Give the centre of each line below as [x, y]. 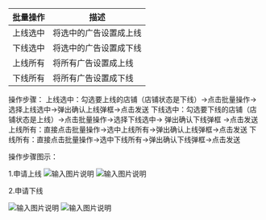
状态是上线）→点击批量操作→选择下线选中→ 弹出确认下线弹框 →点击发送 [137, 119]
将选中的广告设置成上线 [98, 33]
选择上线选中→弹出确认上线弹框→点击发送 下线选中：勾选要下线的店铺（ [129, 109]
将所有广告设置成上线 [94, 63]
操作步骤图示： [33, 157]
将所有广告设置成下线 [94, 78]
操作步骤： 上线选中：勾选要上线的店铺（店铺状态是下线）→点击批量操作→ [133, 99]
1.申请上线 [25, 173]
